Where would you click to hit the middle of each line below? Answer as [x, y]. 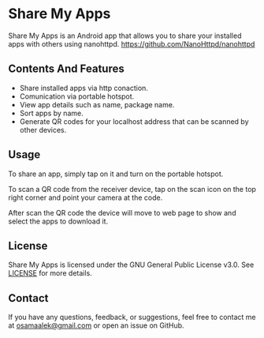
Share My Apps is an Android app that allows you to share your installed [125, 36]
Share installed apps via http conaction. [84, 88]
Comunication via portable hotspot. [77, 96]
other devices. [43, 130]
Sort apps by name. [52, 113]
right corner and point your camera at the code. [86, 197]
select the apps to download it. [58, 221]
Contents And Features [66, 69]
